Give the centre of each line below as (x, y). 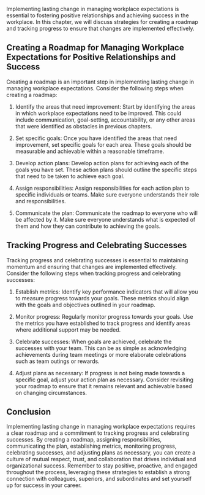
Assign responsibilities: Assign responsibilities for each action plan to (102, 188)
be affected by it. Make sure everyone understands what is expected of (105, 219)
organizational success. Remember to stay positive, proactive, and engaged (102, 466)
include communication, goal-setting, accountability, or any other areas (105, 120)
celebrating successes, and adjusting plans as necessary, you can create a (101, 453)
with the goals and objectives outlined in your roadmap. (85, 305)
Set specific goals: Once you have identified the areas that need (96, 138)
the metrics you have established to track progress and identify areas (103, 323)
